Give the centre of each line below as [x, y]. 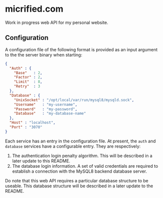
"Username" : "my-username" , [46, 104]
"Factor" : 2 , [28, 77]
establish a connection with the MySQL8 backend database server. [80, 171]
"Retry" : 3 [27, 86]
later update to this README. [41, 161]
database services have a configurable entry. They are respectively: [73, 146]
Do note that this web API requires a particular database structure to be [77, 180]
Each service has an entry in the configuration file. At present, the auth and [81, 141]
